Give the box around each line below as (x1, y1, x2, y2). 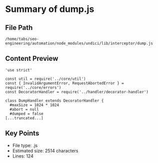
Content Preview (5, 54, 58, 63)
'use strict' (5, 67, 32, 73)
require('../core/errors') (5, 85, 61, 90)
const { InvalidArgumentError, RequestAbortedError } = (5, 81, 124, 86)
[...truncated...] (5, 116, 43, 121)
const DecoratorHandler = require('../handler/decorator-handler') (5, 89, 149, 94)
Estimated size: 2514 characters (12, 148, 78, 154)
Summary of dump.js (5, 3, 94, 15)
